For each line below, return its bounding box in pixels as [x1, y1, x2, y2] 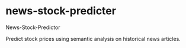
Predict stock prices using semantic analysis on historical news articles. [5, 35, 181, 42]
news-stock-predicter [5, 4, 117, 18]
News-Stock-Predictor [5, 24, 60, 31]
